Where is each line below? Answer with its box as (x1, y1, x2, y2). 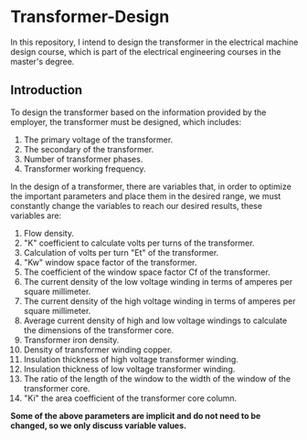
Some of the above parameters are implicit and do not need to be (10, 410, 261, 421)
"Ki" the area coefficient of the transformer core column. (23, 393, 238, 403)
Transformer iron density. (23, 334, 120, 345)
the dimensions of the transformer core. (23, 324, 175, 335)
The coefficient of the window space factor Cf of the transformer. (23, 267, 270, 278)
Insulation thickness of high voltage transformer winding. (23, 353, 238, 364)
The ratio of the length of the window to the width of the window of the (23, 372, 291, 384)
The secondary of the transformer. (23, 143, 154, 154)
